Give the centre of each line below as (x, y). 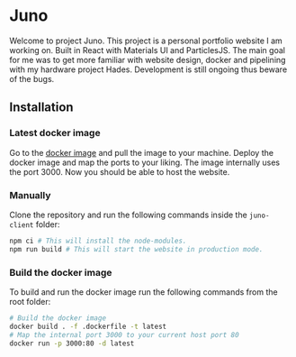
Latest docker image (55, 133)
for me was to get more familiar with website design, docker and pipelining (148, 59)
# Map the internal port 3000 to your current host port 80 (125, 334)
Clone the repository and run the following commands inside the (128, 215)
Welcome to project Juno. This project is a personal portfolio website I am (146, 41)
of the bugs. (32, 78)
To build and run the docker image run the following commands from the (144, 292)
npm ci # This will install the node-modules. (98, 241)
